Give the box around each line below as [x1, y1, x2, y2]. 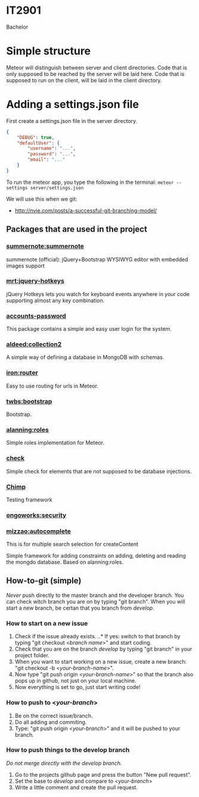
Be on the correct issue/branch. [14, 712, 94, 719]
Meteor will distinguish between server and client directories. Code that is [6, 64, 188, 71]
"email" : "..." [27, 156, 66, 163]
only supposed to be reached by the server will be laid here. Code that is [6, 70, 185, 78]
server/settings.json [30, 184, 84, 191]
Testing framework [6, 496, 52, 503]
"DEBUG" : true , [17, 134, 55, 140]
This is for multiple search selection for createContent [6, 541, 139, 548]
